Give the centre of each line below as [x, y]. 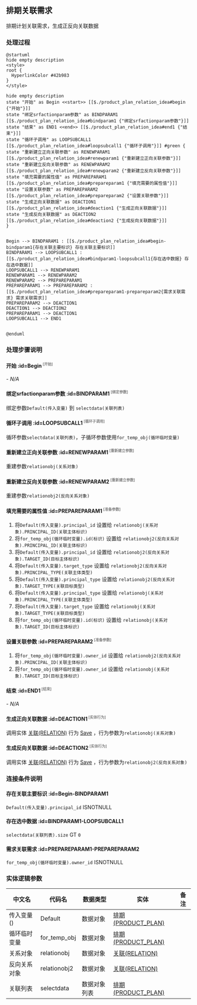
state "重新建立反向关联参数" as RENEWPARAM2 [58, 165]
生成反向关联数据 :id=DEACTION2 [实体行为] [57, 748]
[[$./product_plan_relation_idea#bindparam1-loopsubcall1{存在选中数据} [94, 259]
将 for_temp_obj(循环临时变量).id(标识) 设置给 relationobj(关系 [89, 620]
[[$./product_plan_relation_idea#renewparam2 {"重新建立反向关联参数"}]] [94, 171]
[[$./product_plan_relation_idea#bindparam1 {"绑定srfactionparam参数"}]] [98, 121]
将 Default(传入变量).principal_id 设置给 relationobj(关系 [84, 525]
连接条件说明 [24, 779]
